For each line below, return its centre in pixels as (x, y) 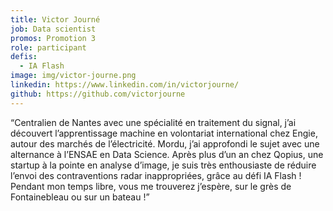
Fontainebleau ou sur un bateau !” (80, 197)
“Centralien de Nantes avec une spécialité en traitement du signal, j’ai (153, 122)
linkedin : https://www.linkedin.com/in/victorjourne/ (125, 85)
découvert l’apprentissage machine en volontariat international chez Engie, (164, 133)
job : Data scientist (53, 29)
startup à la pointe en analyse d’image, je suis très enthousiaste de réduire (163, 165)
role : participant (48, 47)
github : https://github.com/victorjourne (98, 94)
